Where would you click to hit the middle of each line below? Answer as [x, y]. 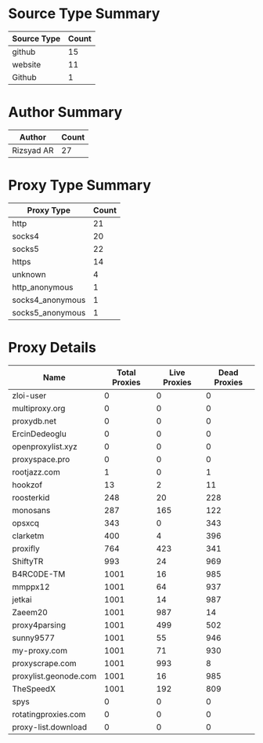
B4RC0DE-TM [39, 574]
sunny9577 [34, 638]
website [27, 64]
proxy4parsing [39, 625]
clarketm [28, 536]
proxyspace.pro [41, 459]
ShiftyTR [28, 561]
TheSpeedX [34, 689]
